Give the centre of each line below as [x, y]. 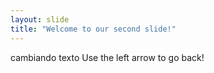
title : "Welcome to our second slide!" [93, 29]
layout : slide [40, 19]
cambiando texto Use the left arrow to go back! [107, 57]
